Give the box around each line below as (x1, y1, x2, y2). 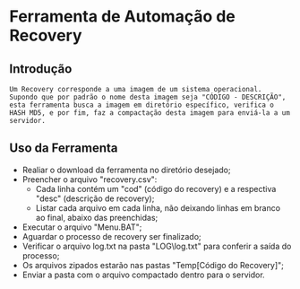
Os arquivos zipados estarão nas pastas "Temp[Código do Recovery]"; (21, 259, 285, 270)
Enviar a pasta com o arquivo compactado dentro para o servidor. (21, 269, 266, 280)
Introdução (9, 61, 73, 76)
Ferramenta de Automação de (9, 6, 236, 27)
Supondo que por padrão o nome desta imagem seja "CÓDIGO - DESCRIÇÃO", (9, 92, 287, 101)
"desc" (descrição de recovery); (35, 193, 155, 204)
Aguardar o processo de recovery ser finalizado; (21, 231, 201, 241)
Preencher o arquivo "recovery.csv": (21, 173, 158, 185)
